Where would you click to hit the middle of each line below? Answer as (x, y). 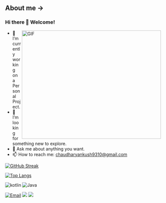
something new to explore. (39, 144)
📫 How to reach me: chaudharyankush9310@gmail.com (70, 154)
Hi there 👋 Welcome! (30, 22)
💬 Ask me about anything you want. (48, 149)
